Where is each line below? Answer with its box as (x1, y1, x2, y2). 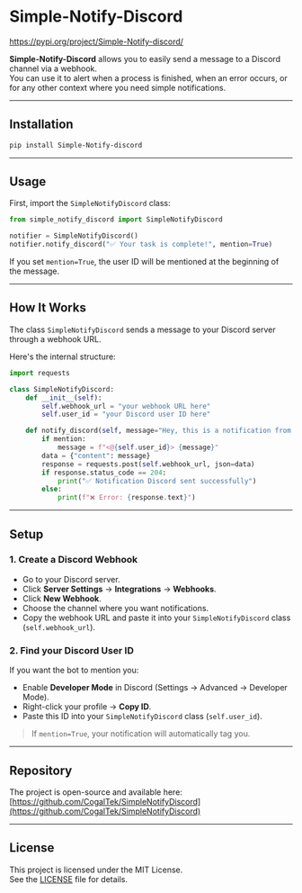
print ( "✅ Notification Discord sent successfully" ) (57, 476, 257, 485)
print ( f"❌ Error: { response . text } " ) (57, 493, 196, 502)
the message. (9, 266, 60, 276)
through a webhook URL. (9, 333, 102, 344)
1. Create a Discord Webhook (9, 554, 138, 566)
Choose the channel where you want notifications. (22, 602, 209, 613)
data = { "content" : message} (41, 451, 151, 460)
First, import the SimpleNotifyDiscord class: (9, 198, 171, 209)
